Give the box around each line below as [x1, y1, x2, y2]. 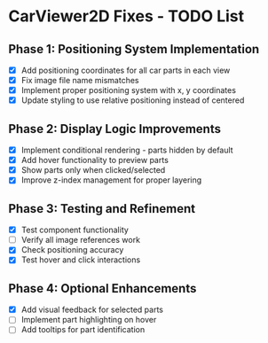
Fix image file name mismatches [20, 75, 139, 86]
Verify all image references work [20, 235, 141, 246]
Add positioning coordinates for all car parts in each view [20, 65, 231, 75]
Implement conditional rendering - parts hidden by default [20, 144, 233, 156]
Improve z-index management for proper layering [20, 175, 202, 185]
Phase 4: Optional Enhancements [8, 281, 197, 296]
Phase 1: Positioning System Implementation [8, 42, 260, 57]
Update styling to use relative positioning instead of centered [20, 95, 245, 105]
